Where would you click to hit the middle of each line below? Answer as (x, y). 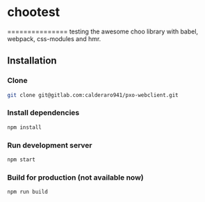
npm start (22, 160)
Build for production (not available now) (75, 177)
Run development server (50, 145)
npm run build (28, 192)
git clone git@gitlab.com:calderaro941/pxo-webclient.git (93, 95)
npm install (24, 127)
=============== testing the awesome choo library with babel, (103, 31)
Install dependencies (43, 113)
